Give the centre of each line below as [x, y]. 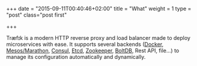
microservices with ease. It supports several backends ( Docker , [85, 44]
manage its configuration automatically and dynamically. [76, 57]
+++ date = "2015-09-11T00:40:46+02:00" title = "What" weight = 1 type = [99, 9]
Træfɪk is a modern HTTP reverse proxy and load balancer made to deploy [98, 38]
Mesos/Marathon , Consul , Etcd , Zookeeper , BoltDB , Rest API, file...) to [93, 51]
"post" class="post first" [37, 15]
